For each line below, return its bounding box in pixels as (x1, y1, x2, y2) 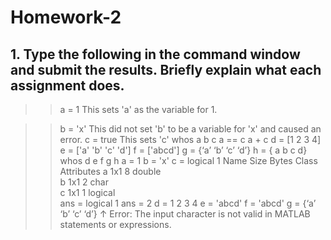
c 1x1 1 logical (59, 187, 116, 198)
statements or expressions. (59, 219, 172, 230)
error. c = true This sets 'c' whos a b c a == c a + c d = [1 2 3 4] (59, 134, 322, 145)
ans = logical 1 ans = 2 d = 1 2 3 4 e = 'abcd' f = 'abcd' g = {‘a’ (59, 197, 317, 209)
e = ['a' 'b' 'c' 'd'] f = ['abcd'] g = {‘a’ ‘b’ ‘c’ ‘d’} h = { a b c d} (59, 144, 308, 156)
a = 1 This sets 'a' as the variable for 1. (59, 104, 218, 115)
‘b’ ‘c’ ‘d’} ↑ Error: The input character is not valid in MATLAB (59, 208, 311, 220)
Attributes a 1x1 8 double (59, 166, 162, 177)
